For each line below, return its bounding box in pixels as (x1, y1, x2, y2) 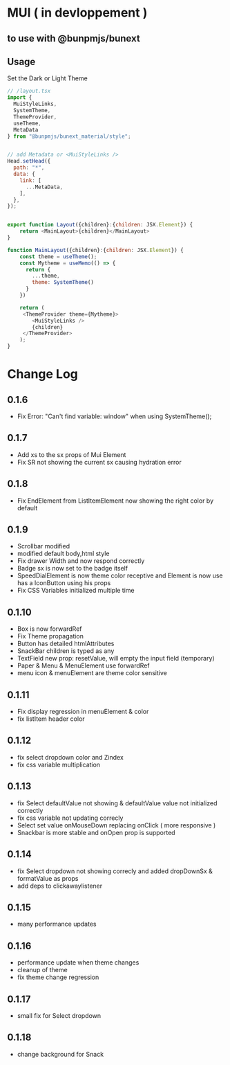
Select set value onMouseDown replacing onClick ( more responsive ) (17, 821, 216, 829)
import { (7, 94, 32, 101)
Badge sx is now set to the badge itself (17, 564, 128, 573)
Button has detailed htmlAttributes (17, 639, 115, 648)
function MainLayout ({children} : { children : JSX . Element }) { (7, 247, 184, 253)
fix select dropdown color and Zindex (17, 753, 124, 761)
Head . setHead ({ (7, 158, 51, 165)
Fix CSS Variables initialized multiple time (17, 587, 135, 595)
